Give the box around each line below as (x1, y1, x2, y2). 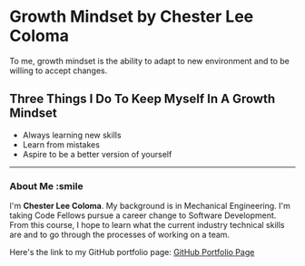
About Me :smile (9, 179, 84, 192)
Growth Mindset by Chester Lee (9, 6, 254, 27)
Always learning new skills (22, 129, 122, 140)
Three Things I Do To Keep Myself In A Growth (9, 91, 275, 107)
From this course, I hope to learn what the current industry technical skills (9, 220, 285, 231)
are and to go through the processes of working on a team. (9, 229, 230, 241)
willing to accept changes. (9, 65, 108, 76)
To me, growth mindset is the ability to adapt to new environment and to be (9, 55, 290, 66)
